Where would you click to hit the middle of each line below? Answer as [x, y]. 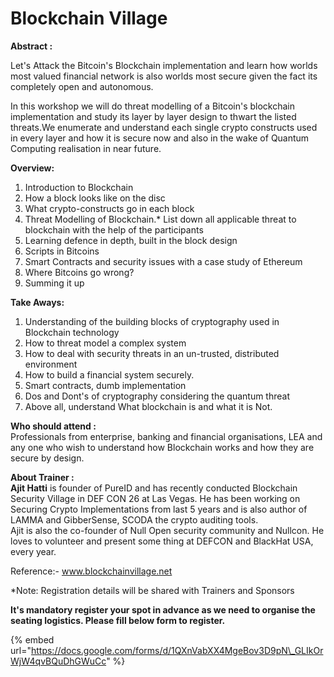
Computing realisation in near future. [86, 148]
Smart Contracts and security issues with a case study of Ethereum [163, 261]
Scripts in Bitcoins [62, 251]
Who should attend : [53, 426]
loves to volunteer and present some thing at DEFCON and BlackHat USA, [162, 541]
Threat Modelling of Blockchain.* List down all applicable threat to [160, 219]
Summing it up [54, 283]
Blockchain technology [72, 332]
